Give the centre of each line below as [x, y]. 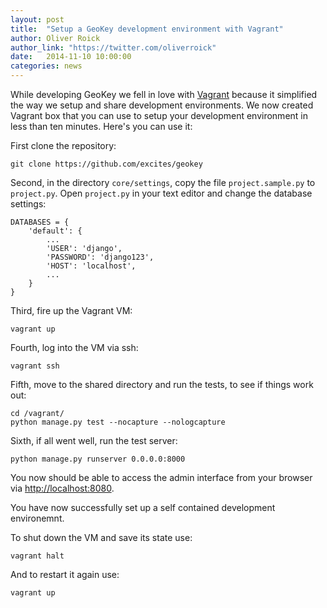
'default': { [55, 231]
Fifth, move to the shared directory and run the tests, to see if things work [162, 384]
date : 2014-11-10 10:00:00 [71, 57]
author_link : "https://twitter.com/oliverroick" [113, 47]
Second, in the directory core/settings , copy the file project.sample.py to [163, 182]
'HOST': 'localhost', [91, 266]
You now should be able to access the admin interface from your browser [161, 477]
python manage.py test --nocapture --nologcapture [118, 422]
